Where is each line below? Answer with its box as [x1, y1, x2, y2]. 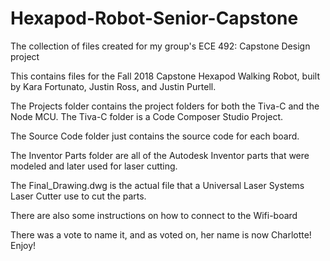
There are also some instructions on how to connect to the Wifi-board [10, 209, 298, 221]
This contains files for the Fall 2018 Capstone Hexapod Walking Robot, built [10, 70, 320, 82]
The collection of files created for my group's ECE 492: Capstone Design [10, 40, 311, 52]
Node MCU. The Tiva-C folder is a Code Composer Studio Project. [10, 110, 284, 122]
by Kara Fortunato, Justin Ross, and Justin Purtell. [10, 80, 217, 92]
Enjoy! [10, 239, 37, 251]
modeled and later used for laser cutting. [10, 160, 178, 172]
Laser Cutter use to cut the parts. [10, 190, 147, 202]
